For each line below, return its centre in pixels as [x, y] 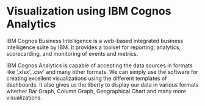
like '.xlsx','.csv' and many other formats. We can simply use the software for [102, 71]
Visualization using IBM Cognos [89, 11]
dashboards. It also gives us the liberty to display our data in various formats [103, 84]
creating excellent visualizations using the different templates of [87, 78]
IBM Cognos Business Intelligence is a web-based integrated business [95, 41]
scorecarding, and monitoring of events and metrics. [72, 53]
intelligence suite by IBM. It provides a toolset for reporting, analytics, [94, 47]
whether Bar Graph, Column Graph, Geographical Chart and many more [96, 91]
